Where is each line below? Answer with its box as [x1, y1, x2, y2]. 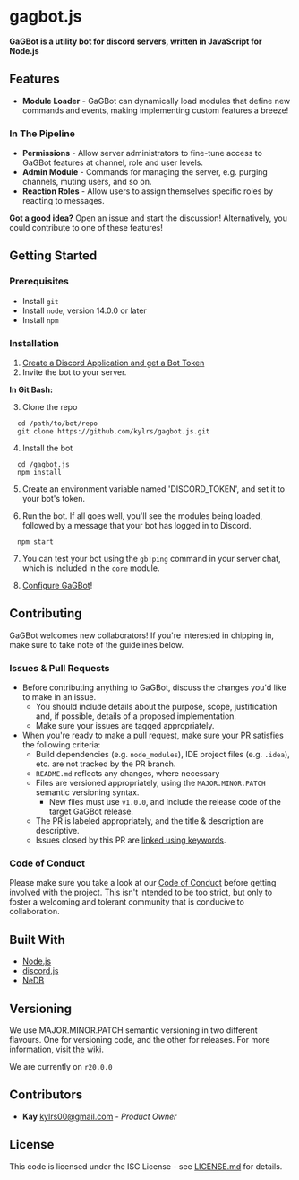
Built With [9, 931, 65, 948]
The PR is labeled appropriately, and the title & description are [35, 816, 264, 826]
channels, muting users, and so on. [21, 177, 152, 188]
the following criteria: [21, 739, 101, 750]
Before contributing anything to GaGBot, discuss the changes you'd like [21, 682, 286, 693]
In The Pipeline [9, 127, 76, 140]
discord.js [21, 966, 59, 976]
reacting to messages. [21, 196, 105, 206]
